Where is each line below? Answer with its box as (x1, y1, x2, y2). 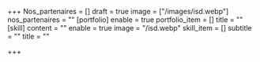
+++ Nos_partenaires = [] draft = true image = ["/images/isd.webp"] (7, 7, 229, 16)
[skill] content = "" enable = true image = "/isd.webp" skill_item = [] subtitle (7, 24, 252, 32)
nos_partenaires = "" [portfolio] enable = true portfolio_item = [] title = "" (7, 15, 243, 24)
